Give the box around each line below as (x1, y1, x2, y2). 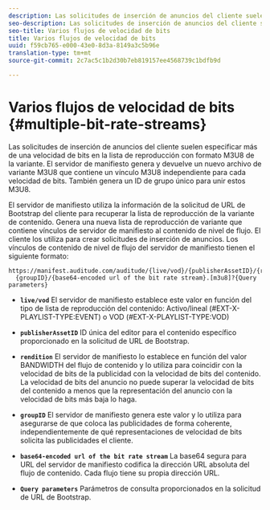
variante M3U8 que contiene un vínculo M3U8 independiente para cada (8, 167, 247, 177)
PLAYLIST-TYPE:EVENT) (19, 312, 102, 321)
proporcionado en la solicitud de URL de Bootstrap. (19, 336, 190, 345)
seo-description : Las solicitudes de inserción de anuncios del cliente (8, 19, 257, 27)
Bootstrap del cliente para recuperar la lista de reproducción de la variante (8, 208, 255, 218)
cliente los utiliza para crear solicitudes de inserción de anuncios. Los (8, 234, 239, 243)
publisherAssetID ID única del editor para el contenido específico (19, 327, 237, 337)
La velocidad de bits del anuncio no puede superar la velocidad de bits (19, 377, 255, 386)
